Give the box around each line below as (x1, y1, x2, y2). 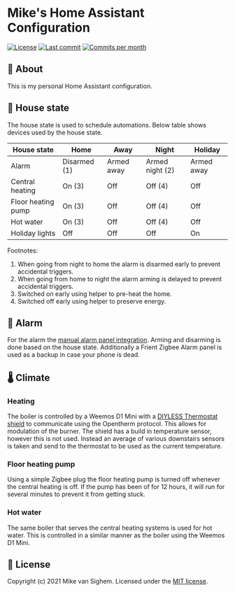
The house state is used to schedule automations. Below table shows (7, 120, 206, 129)
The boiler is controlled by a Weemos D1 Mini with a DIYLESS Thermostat (7, 412, 218, 421)
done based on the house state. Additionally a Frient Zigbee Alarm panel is (7, 343, 222, 351)
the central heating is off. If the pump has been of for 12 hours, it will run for (7, 483, 225, 491)
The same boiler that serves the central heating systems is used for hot (7, 523, 213, 532)
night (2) (145, 165, 175, 175)
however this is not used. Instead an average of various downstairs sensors (7, 435, 225, 443)
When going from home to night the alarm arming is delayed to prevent (17, 274, 222, 283)
